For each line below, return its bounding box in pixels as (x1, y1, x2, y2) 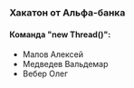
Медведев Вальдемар (22, 59, 109, 70)
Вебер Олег (22, 68, 69, 79)
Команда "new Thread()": (9, 29, 111, 40)
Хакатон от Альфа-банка (9, 6, 126, 19)
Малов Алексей (22, 49, 84, 60)
